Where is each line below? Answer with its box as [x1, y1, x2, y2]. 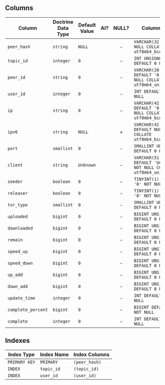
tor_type [7, 202, 28, 207]
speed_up [7, 249, 28, 254]
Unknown [78, 162, 96, 168]
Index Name [40, 351, 69, 358]
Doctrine [52, 18, 74, 25]
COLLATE [134, 131, 152, 137]
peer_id [7, 75, 26, 80]
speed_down [7, 260, 33, 266]
